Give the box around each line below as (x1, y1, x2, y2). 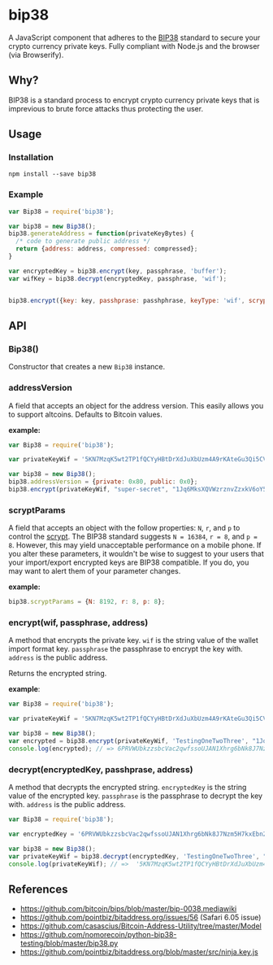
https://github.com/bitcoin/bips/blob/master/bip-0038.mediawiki (19, 904, 237, 914)
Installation (8, 152, 54, 164)
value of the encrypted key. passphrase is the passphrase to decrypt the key (8, 791, 262, 801)
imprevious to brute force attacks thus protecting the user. (8, 103, 204, 113)
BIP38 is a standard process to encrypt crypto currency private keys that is (8, 95, 260, 105)
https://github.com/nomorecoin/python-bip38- (19, 930, 177, 940)
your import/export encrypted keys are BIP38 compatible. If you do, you (8, 557, 249, 567)
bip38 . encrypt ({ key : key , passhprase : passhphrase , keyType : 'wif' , (8, 296, 245, 304)
